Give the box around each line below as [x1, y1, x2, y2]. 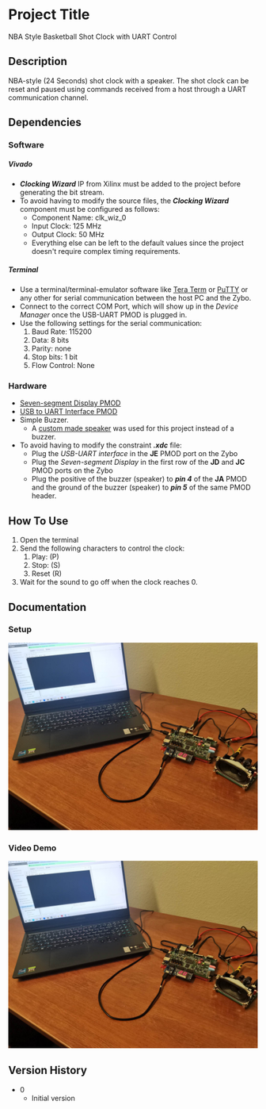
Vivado [8, 159, 33, 168]
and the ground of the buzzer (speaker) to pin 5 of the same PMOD [31, 482, 251, 493]
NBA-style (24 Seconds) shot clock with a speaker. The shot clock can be [8, 75, 249, 85]
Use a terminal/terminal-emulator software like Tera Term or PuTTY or [19, 285, 249, 294]
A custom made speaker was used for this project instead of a [31, 424, 235, 433]
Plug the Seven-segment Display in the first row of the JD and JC [31, 458, 245, 467]
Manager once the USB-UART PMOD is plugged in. [19, 310, 188, 319]
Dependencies [8, 116, 82, 129]
